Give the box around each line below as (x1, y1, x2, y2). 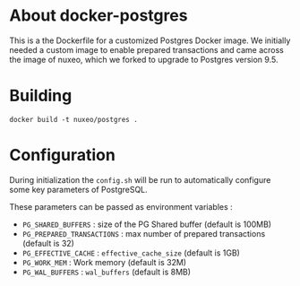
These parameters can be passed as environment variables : (9, 201, 233, 212)
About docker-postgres (9, 5, 188, 26)
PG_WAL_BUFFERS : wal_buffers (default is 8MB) (21, 266, 191, 277)
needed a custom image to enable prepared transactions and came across (9, 44, 284, 55)
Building (9, 86, 73, 106)
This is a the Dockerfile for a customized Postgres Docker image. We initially (9, 35, 291, 46)
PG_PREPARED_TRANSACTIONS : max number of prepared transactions (21, 228, 266, 238)
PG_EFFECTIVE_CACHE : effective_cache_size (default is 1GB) (21, 247, 240, 258)
